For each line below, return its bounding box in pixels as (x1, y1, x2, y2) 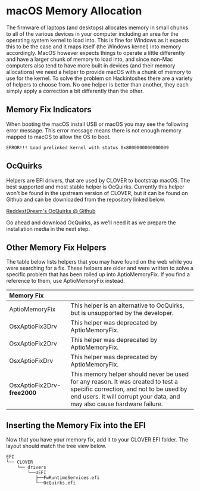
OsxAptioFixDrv (9, 357, 54, 365)
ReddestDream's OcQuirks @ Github (6, 207, 96, 214)
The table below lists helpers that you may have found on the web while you (6, 258, 193, 265)
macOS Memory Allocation (6, 4, 142, 18)
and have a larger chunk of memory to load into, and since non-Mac (6, 55, 173, 63)
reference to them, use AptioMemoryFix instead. (6, 277, 125, 285)
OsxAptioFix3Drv (9, 322, 58, 331)
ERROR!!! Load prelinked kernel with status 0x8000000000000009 (6, 144, 169, 150)
